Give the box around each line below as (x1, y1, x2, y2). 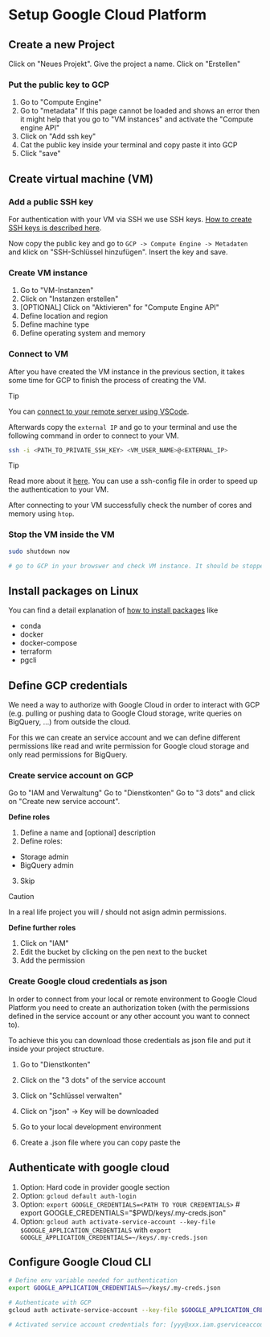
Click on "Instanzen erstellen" (19, 294, 119, 303)
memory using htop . (8, 509, 75, 518)
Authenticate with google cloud (8, 1161, 170, 1174)
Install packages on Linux (8, 584, 139, 597)
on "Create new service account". (8, 797, 121, 807)
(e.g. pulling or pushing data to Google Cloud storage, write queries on (8, 708, 243, 718)
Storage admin (19, 852, 69, 862)
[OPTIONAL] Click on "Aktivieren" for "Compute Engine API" (19, 303, 219, 312)
